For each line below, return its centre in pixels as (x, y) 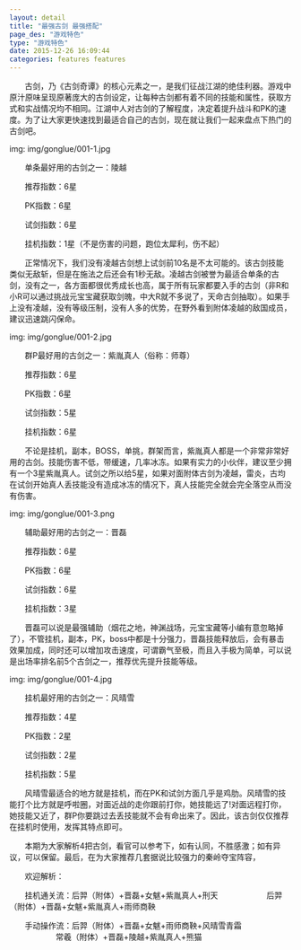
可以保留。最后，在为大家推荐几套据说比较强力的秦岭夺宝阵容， (142, 857)
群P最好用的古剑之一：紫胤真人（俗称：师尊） (110, 355)
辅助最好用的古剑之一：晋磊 (76, 532)
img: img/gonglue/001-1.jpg (60, 149)
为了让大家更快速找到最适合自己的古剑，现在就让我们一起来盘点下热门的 (158, 119)
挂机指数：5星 (51, 774)
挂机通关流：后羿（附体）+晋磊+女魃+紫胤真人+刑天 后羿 (154, 895)
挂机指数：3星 (51, 608)
